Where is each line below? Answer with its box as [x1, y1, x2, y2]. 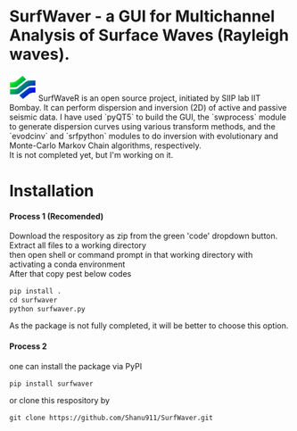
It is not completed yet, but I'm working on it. [9, 149, 174, 160]
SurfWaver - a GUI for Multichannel [9, 6, 276, 27]
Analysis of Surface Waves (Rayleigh [9, 25, 290, 46]
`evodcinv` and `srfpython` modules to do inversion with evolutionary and [9, 130, 278, 141]
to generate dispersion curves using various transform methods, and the [9, 120, 276, 131]
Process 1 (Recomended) [9, 211, 104, 221]
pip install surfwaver [9, 379, 94, 388]
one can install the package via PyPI [9, 361, 143, 371]
